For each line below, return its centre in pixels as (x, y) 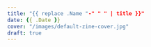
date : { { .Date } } (34, 20)
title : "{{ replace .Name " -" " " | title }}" (76, 13)
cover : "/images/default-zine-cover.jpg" (68, 26)
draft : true (24, 33)
